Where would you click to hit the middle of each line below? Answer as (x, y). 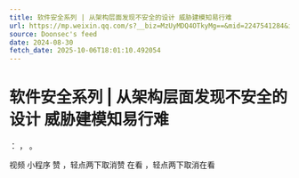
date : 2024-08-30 (41, 42)
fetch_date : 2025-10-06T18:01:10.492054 (85, 51)
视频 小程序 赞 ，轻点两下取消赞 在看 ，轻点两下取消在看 (112, 165)
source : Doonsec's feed (53, 34)
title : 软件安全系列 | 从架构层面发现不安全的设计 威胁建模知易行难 (121, 17)
